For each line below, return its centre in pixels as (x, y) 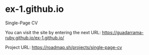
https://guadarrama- (123, 32)
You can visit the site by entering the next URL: (53, 32)
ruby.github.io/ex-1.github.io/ (35, 38)
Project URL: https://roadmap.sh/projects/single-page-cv (64, 47)
